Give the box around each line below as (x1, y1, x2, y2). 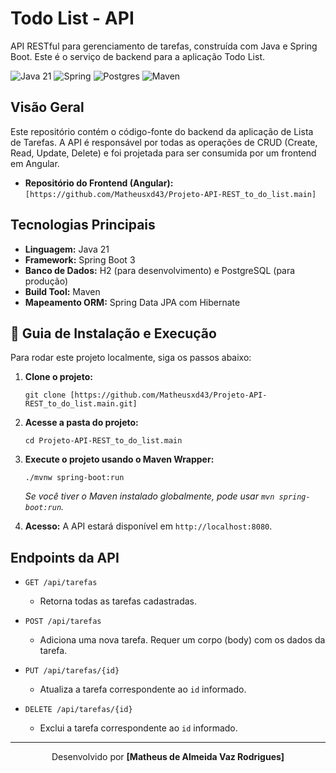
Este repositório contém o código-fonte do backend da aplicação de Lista (10, 125, 314, 137)
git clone (24, 390, 67, 401)
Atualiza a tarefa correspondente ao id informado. (39, 683, 247, 696)
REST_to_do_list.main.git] (24, 399, 138, 409)
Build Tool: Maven (24, 285, 101, 297)
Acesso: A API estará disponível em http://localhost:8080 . (24, 520, 273, 532)
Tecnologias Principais (10, 217, 156, 234)
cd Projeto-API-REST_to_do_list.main (24, 436, 183, 446)
